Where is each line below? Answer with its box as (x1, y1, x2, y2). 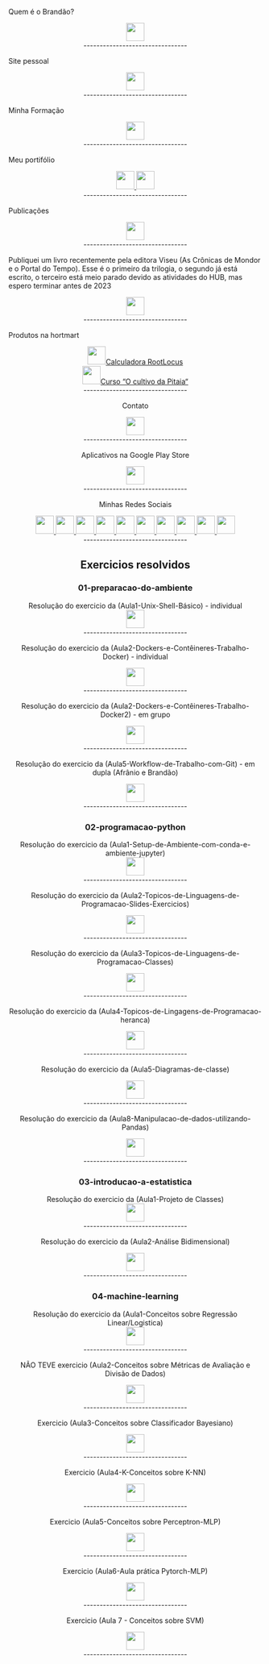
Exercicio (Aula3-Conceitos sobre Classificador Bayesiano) (37, 1418, 234, 1428)
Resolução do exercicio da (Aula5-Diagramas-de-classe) (41, 1064, 230, 1074)
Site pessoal (8, 56, 50, 65)
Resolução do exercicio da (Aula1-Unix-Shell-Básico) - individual (27, 601, 243, 610)
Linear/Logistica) (107, 1317, 163, 1327)
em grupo (138, 709, 171, 719)
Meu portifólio (8, 155, 55, 164)
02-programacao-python (85, 822, 186, 833)
